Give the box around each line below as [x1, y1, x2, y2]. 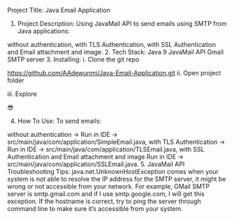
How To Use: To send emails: [17, 117, 102, 125]
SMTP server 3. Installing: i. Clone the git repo [7, 55, 140, 64]
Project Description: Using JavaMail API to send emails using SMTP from [17, 20, 227, 27]
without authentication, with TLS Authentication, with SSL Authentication [7, 41, 217, 48]
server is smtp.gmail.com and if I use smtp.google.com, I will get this [7, 190, 205, 198]
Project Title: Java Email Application [7, 6, 110, 14]
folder [7, 76, 24, 85]
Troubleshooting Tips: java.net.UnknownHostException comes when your [7, 168, 219, 175]
